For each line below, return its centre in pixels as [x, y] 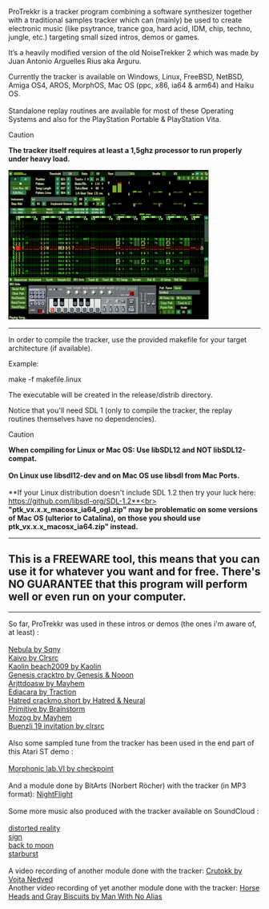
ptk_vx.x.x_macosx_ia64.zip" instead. [73, 527]
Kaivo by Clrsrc [34, 657]
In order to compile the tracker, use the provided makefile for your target [128, 339]
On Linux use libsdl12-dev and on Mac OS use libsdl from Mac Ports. [124, 475]
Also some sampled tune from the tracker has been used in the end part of [131, 743]
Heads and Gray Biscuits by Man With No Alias [85, 896]
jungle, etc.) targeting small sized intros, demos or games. [104, 37]
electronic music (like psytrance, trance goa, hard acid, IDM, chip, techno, [130, 28]
